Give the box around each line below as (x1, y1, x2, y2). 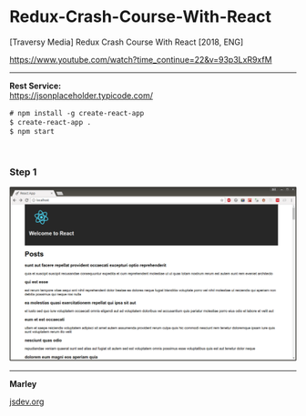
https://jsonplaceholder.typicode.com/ (9, 89, 153, 101)
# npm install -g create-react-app (9, 108, 145, 117)
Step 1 (9, 166, 37, 178)
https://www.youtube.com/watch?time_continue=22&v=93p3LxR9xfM (9, 54, 272, 65)
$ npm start (9, 127, 55, 136)
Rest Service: (9, 80, 62, 91)
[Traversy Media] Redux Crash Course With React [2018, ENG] (9, 36, 244, 47)
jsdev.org (9, 396, 45, 407)
